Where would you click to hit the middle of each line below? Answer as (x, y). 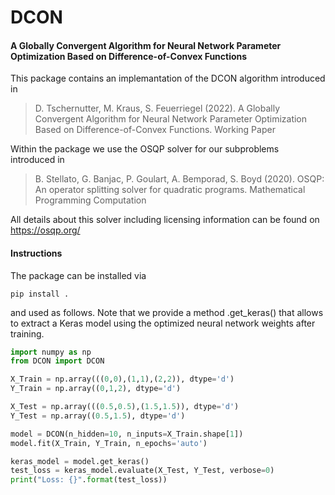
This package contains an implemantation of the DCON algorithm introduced (168, 78)
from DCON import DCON (57, 361)
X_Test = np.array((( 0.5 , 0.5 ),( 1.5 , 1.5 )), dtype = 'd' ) (125, 407)
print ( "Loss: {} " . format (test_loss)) (89, 480)
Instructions (36, 253)
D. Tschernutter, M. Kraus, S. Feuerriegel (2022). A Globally (157, 108)
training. (27, 333)
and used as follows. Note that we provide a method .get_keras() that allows (167, 312)
